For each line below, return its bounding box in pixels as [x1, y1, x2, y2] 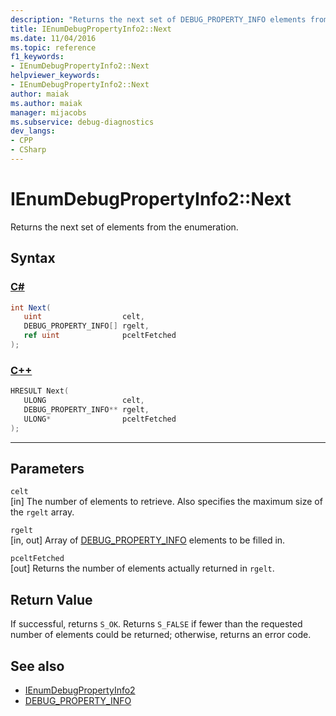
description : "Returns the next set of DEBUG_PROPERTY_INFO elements [10, 14, 307, 25]
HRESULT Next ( [10, 386, 70, 396]
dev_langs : [10, 126, 56, 136]
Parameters [10, 460, 85, 477]
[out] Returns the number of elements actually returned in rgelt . [10, 562, 275, 575]
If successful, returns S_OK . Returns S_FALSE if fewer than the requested [10, 618, 303, 630]
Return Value [10, 591, 93, 608]
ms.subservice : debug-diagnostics [10, 117, 155, 127]
